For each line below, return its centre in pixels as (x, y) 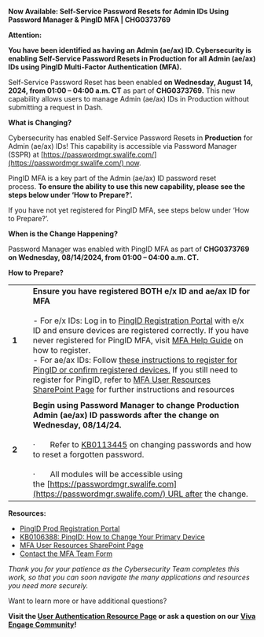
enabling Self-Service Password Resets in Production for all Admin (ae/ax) (132, 59)
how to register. (62, 350)
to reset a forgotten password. (88, 454)
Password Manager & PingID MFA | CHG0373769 (90, 20)
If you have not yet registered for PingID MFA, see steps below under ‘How (129, 210)
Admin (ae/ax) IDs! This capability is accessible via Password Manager (123, 146)
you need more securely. (48, 585)
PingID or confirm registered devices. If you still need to (135, 370)
